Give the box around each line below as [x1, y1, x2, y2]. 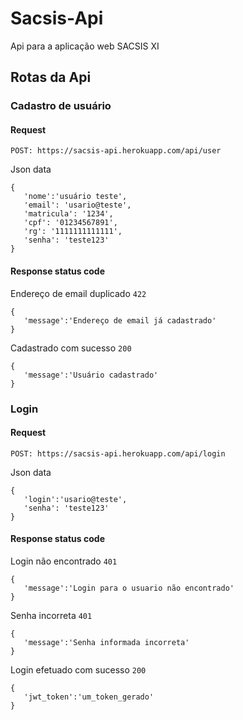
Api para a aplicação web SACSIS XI [10, 40, 160, 52]
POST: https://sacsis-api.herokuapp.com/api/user [10, 146, 222, 156]
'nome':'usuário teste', [23, 192, 128, 202]
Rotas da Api [10, 69, 92, 86]
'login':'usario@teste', [23, 494, 128, 504]
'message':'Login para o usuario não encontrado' [23, 583, 235, 593]
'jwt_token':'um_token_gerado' [23, 692, 155, 702]
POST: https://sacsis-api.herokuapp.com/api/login [10, 448, 226, 459]
